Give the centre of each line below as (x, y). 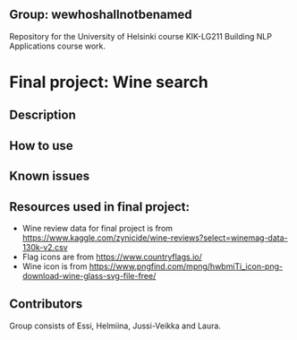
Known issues (50, 176)
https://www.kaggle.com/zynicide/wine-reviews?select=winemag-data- (155, 238)
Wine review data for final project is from (97, 228)
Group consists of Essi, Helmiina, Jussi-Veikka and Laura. (115, 326)
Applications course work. (57, 46)
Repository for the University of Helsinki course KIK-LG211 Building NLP (141, 36)
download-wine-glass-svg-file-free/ (89, 275)
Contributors (46, 304)
